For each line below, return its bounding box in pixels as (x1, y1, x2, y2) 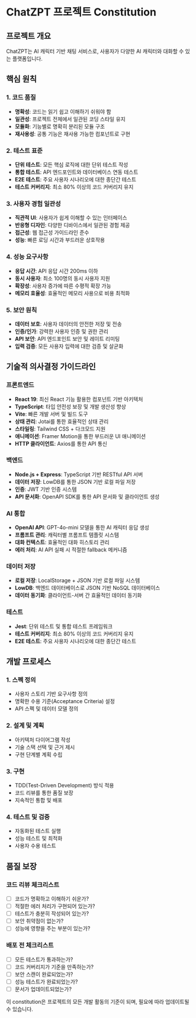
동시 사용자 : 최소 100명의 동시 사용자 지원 (14, 275, 111, 282)
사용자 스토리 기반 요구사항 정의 (14, 690, 88, 697)
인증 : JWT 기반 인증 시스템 (14, 486, 77, 493)
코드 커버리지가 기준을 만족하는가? (14, 963, 94, 970)
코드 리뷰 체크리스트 (6, 880, 60, 889)
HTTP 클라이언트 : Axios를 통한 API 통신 (14, 440, 108, 447)
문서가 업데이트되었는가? (14, 985, 72, 993)
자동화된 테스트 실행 (14, 828, 61, 835)
